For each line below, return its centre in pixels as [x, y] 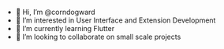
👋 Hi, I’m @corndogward [56, 12]
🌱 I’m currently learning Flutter [65, 28]
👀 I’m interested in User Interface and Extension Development [116, 20]
